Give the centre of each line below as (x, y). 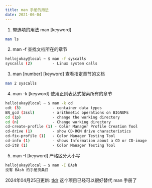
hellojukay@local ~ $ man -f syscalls (46, 59)
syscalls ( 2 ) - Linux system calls (51, 64)
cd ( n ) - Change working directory (58, 122)
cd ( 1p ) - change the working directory (63, 117)
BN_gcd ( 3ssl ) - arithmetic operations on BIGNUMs (67, 112)
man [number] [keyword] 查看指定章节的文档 (59, 74)
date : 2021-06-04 (23, 15)
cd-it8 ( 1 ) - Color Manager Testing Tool (60, 145)
